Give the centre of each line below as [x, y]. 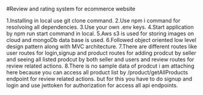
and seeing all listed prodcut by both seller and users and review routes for [100, 59]
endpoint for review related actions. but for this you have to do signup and [99, 79]
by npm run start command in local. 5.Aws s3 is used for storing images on [100, 33]
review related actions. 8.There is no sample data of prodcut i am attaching [100, 66]
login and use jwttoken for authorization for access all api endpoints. [92, 85]
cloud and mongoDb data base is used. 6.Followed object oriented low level [101, 40]
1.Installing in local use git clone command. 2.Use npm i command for [94, 20]
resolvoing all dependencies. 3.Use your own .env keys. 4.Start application [100, 27]
